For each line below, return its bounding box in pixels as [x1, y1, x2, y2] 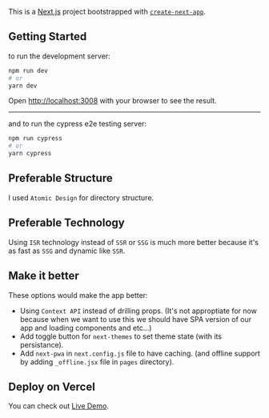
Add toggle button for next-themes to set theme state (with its [19, 332, 223, 341]
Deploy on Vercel [8, 380, 96, 393]
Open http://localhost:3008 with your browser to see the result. [8, 96, 218, 106]
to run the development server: [8, 51, 110, 61]
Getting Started [8, 30, 87, 43]
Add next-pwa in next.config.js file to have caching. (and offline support [19, 348, 260, 358]
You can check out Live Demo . [8, 401, 110, 411]
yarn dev [8, 82, 38, 90]
